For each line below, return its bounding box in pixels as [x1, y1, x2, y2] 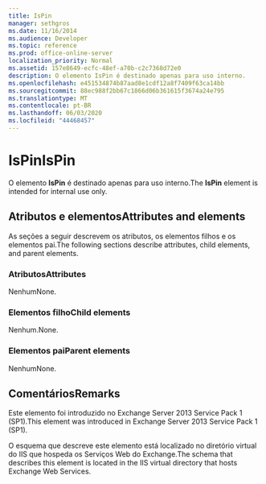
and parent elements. [8, 248, 79, 258]
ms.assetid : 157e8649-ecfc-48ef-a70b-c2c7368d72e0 [8, 64, 182, 72]
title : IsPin [8, 11, 52, 20]
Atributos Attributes [8, 268, 87, 279]
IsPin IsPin [8, 151, 76, 170]
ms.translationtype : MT [8, 94, 88, 102]
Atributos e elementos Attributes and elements [8, 210, 246, 224]
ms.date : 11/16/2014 [8, 27, 78, 35]
